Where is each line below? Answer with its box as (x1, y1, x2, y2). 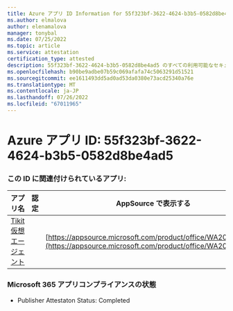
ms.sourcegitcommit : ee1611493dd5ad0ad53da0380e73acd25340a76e (7, 74, 194, 82)
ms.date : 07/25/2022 (7, 36, 67, 43)
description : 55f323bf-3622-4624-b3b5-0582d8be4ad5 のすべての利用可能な (7, 62, 214, 69)
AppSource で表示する (116, 199, 191, 208)
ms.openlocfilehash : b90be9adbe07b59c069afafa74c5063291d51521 (7, 68, 194, 75)
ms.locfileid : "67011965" (7, 101, 82, 108)
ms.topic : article (7, 42, 60, 49)
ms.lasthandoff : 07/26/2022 (7, 94, 89, 101)
